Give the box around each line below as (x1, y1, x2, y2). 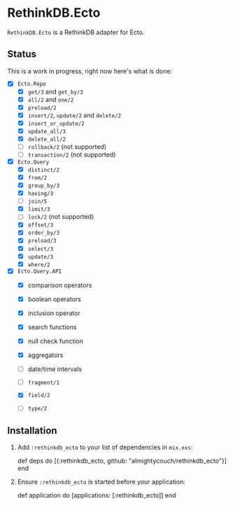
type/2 (27, 405, 48, 412)
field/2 (27, 392, 50, 399)
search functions (27, 323, 77, 331)
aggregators (27, 351, 64, 359)
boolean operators (27, 295, 82, 303)
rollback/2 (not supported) (27, 142, 107, 151)
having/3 (27, 190, 54, 197)
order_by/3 (27, 229, 60, 237)
